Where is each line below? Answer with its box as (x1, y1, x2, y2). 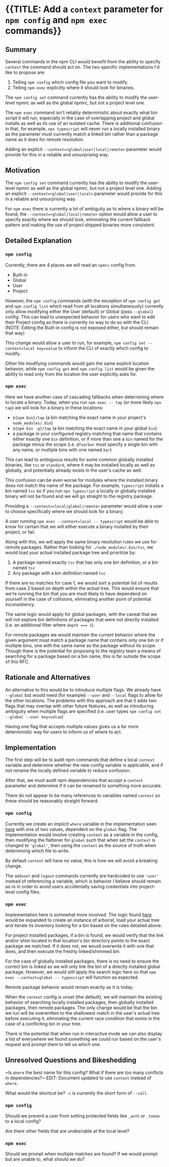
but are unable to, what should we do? (5, 1156, 85, 1162)
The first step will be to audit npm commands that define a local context (5, 757, 155, 763)
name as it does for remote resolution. (5, 137, 85, 142)
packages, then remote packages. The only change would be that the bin (5, 1005, 157, 1011)
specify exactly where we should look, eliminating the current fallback (5, 216, 151, 222)
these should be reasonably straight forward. (5, 798, 99, 804)
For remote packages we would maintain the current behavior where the (5, 632, 155, 638)
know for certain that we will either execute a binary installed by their (5, 523, 149, 529)
